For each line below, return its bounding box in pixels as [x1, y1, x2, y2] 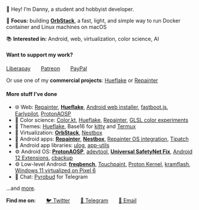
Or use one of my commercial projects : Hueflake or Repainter [6, 77, 159, 84]
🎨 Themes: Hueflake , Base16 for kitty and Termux [14, 123, 136, 130]
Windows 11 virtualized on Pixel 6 [14, 167, 96, 174]
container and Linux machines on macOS [6, 24, 107, 30]
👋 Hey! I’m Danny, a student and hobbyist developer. [6, 6, 135, 12]
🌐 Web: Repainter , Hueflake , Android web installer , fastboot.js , [14, 104, 169, 111]
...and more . [6, 184, 36, 192]
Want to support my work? [6, 51, 73, 58]
